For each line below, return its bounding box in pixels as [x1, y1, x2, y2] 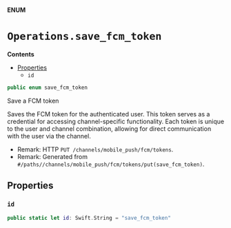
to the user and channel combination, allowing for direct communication [7, 124, 212, 133]
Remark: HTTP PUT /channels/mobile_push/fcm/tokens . [17, 145, 174, 154]
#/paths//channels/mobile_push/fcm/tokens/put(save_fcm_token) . [17, 160, 205, 168]
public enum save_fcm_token [7, 84, 88, 91]
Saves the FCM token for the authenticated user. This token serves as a [7, 110, 210, 118]
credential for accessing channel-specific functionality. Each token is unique [7, 117, 225, 125]
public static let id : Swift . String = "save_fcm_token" [7, 214, 171, 221]
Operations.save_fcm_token [7, 30, 162, 43]
